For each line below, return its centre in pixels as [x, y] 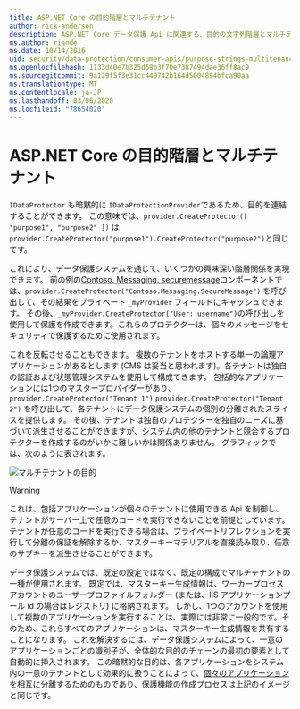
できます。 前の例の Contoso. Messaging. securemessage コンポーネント [142, 280]
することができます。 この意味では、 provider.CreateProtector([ [129, 216]
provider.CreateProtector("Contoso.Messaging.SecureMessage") [143, 291]
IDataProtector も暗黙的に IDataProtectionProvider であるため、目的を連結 [148, 205]
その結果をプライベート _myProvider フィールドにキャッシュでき [158, 302]
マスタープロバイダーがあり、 [121, 388]
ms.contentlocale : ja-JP [55, 92]
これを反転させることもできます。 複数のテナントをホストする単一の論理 [143, 355]
